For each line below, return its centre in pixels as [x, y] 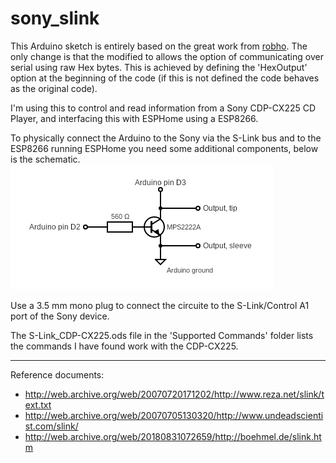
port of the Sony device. [60, 316]
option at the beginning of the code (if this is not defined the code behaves [165, 78]
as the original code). [54, 88]
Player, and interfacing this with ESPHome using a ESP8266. [134, 118]
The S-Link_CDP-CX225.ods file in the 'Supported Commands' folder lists [162, 335]
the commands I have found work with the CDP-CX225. [124, 346]
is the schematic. [45, 159]
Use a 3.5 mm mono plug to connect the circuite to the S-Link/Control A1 [160, 305]
